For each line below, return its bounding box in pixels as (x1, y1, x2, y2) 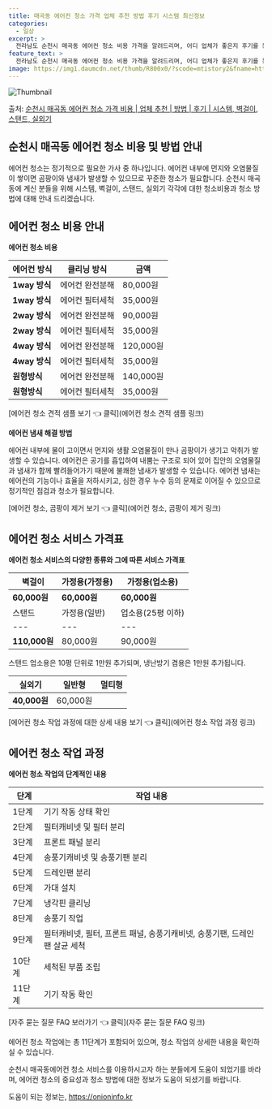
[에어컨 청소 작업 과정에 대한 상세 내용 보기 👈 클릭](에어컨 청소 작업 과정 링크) (8, 718, 256, 727)
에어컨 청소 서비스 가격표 (8, 532, 124, 546)
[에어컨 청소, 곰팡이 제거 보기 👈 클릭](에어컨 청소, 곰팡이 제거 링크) (8, 503, 221, 513)
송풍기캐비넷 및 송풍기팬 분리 (43, 852, 148, 863)
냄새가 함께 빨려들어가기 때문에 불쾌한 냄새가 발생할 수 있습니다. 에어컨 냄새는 (16, 466, 261, 476)
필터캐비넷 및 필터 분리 (43, 822, 125, 832)
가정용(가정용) (62, 576, 113, 588)
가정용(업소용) (126, 576, 179, 588)
